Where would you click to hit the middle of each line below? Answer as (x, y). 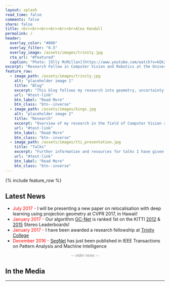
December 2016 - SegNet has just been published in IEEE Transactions (86, 241)
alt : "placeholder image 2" (44, 114)
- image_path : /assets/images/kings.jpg (53, 109)
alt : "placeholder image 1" (44, 81)
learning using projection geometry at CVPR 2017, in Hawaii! (75, 214)
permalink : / (19, 34)
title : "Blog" (29, 85)
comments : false (22, 19)
